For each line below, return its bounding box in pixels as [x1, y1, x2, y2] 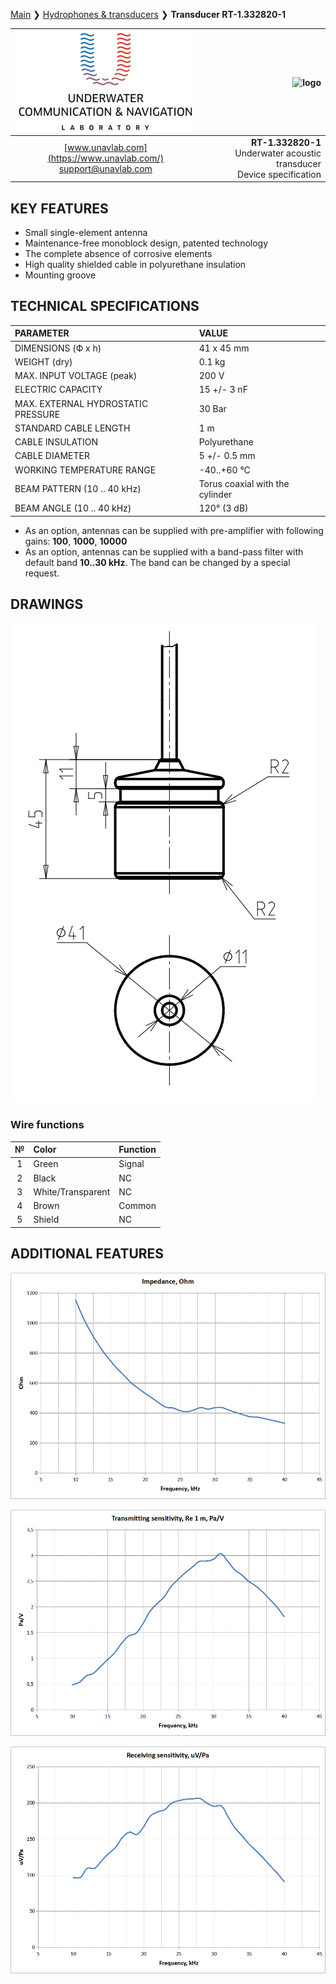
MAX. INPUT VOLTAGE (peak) [14, 370, 138, 382]
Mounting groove [24, 269, 97, 281]
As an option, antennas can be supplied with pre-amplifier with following [24, 524, 324, 536]
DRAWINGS [10, 596, 84, 613]
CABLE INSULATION [14, 436, 99, 448]
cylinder [198, 488, 233, 500]
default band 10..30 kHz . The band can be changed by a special [24, 556, 291, 568]
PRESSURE [14, 408, 61, 420]
